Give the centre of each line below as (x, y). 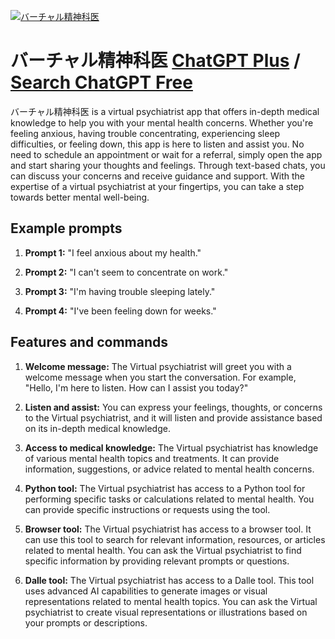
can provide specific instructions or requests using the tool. (147, 509)
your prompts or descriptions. (86, 622)
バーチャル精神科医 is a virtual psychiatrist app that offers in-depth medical (165, 111)
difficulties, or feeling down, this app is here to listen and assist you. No (157, 144)
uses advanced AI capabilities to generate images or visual (146, 591)
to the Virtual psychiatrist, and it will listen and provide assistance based (173, 417)
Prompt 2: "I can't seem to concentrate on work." (126, 272)
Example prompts (66, 228)
